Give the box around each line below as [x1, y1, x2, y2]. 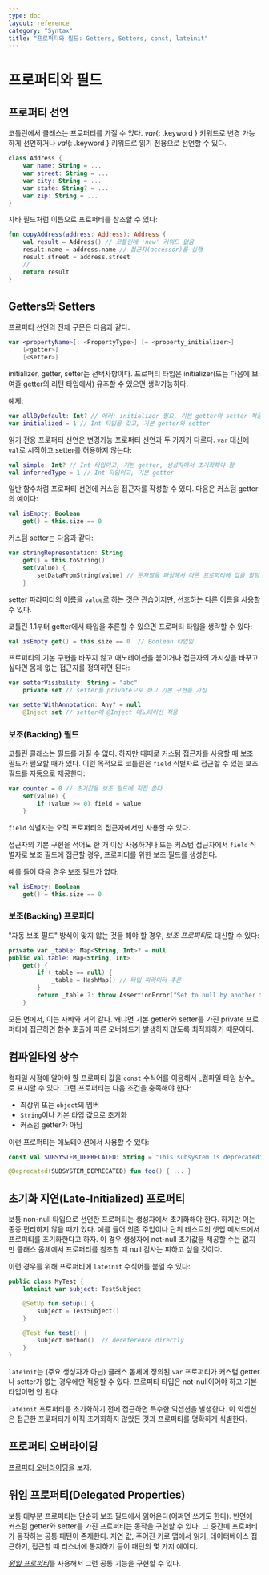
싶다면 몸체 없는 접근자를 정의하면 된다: [8, 663, 130, 672]
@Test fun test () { [22, 1329, 88, 1337]
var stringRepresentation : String [8, 549, 124, 558]
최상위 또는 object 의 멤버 [19, 1100, 100, 1110]
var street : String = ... [22, 169, 110, 177]
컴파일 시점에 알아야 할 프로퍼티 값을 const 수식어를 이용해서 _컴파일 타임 [8, 1073, 237, 1082]
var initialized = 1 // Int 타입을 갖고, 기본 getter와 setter [8, 419, 211, 428]
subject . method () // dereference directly [37, 1337, 184, 1345]
